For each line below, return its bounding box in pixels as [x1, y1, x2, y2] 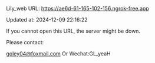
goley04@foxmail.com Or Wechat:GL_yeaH [6, 50, 111, 57]
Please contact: [6, 39, 44, 45]
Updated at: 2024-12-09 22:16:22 [6, 16, 88, 23]
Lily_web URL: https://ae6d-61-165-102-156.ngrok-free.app [6, 5, 149, 12]
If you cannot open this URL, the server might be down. [6, 27, 140, 34]
